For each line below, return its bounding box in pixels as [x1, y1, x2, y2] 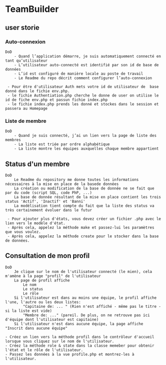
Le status [23, 286, 43, 291]
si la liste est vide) [5, 308, 52, 313]
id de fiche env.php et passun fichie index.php [5, 97, 108, 102]
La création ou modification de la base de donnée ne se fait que [14, 185, 155, 191]
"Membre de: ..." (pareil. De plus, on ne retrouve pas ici [23, 312, 150, 318]
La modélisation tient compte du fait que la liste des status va [14, 203, 155, 208]
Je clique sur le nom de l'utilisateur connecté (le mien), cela [14, 269, 153, 274]
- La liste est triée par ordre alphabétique [14, 142, 110, 147]
